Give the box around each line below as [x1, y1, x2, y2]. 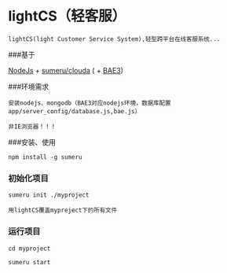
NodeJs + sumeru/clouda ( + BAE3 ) [8, 65, 124, 75]
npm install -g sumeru [8, 153, 82, 161]
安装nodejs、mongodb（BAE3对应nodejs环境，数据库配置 [8, 99, 171, 107]
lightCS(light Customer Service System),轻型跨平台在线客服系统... [8, 35, 221, 43]
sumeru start [8, 258, 51, 266]
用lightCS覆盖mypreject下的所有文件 [8, 206, 118, 215]
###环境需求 [8, 82, 49, 91]
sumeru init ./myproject [8, 191, 90, 199]
